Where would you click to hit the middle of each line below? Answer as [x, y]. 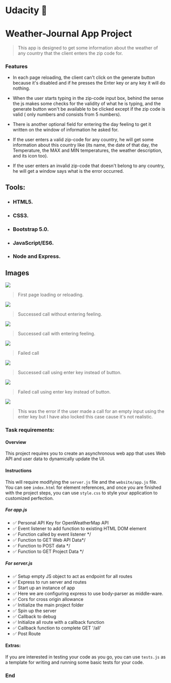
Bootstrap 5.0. [31, 229]
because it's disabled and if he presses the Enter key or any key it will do [89, 83]
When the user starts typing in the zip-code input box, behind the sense [88, 98]
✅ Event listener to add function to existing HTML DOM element [79, 528]
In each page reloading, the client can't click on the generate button [84, 77]
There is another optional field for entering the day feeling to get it [82, 124]
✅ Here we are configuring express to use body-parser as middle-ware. [88, 593]
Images [17, 273]
